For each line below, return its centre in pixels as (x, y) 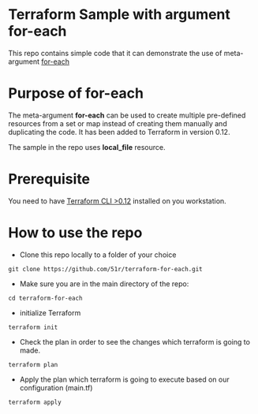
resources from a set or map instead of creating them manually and (118, 123)
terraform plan (33, 364)
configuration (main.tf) (56, 387)
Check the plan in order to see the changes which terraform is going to (135, 341)
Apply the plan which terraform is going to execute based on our (125, 379)
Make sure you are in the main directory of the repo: (104, 283)
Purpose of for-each (76, 93)
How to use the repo (75, 233)
